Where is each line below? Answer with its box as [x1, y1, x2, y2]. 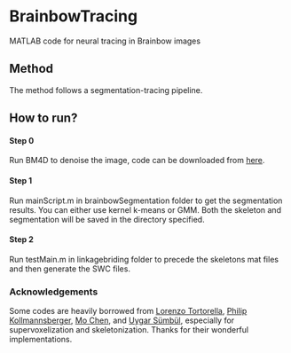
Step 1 [9, 175, 33, 185]
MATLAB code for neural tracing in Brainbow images [9, 35, 201, 46]
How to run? [9, 111, 78, 126]
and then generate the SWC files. [9, 263, 131, 274]
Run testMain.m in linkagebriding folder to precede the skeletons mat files [9, 254, 279, 264]
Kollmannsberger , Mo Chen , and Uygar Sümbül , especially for [9, 315, 235, 326]
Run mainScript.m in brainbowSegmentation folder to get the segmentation [9, 195, 283, 206]
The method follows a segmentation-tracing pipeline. [9, 84, 203, 95]
